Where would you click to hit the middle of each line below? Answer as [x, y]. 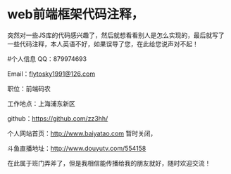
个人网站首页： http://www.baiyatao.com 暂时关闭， [82, 133]
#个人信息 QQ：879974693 [47, 59]
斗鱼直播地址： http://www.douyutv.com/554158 [77, 148]
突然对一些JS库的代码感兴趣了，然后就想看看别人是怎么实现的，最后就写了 [116, 35]
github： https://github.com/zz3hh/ [58, 118]
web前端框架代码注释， [76, 14]
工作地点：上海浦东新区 [41, 103]
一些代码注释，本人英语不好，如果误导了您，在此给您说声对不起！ [103, 43]
